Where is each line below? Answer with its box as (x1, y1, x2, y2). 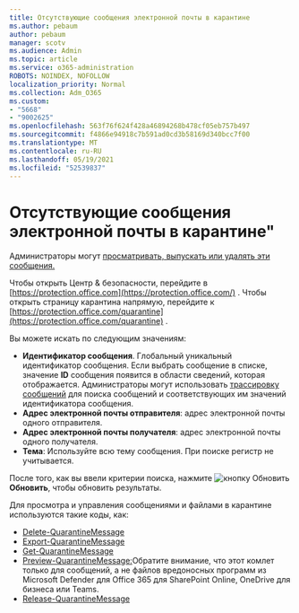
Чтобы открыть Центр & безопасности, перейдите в (9, 277, 209, 288)
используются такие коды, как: (9, 509, 130, 521)
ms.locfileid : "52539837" (9, 163, 106, 172)
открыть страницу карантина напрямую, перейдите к (9, 297, 215, 308)
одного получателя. (21, 436, 98, 447)
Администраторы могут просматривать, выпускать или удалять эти (9, 250, 270, 261)
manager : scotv (9, 38, 66, 48)
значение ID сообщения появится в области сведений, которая (21, 370, 266, 381)
